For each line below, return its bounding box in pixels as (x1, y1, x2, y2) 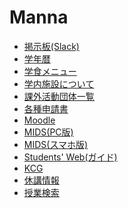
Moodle (23, 114, 56, 126)
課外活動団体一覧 (23, 90, 95, 102)
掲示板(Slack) (23, 40, 80, 52)
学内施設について (23, 77, 95, 90)
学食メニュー (23, 65, 77, 77)
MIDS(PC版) (23, 126, 74, 138)
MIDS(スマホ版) (23, 138, 89, 150)
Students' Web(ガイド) (23, 151, 118, 163)
